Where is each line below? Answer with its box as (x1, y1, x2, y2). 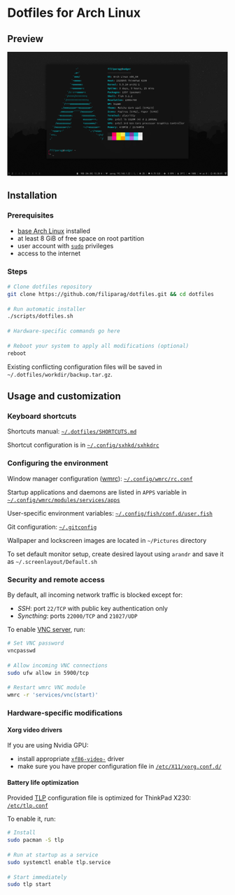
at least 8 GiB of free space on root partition (17, 234, 145, 243)
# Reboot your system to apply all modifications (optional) (7, 342, 190, 349)
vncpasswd (7, 647, 36, 654)
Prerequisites (7, 210, 54, 220)
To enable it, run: (7, 815, 56, 823)
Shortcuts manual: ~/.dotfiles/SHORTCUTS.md (7, 427, 137, 436)
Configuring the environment (7, 458, 108, 468)
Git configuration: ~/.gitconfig (7, 523, 97, 531)
